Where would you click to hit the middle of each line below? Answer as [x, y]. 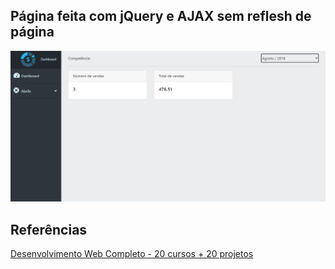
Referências [49, 229]
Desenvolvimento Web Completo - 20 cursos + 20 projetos [132, 254]
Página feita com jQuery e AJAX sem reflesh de [161, 16]
